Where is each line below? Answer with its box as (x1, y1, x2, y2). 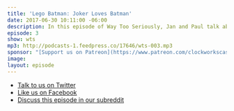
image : (7, 55, 26, 62)
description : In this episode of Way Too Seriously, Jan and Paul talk (7, 23, 219, 30)
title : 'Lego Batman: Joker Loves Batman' (7, 10, 132, 17)
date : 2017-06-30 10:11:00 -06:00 (7, 17, 108, 24)
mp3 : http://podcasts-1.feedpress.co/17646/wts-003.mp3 (7, 42, 173, 49)
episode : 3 (7, 29, 39, 37)
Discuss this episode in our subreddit (17, 95, 124, 104)
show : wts (7, 36, 36, 43)
